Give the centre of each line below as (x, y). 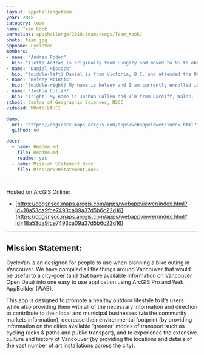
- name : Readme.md (35, 147)
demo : (13, 119)
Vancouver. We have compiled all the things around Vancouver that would (99, 269)
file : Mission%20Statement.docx (58, 170)
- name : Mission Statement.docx (53, 164)
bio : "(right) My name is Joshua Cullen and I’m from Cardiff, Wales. (103, 97)
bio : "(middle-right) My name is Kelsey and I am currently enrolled (101, 86)
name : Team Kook (27, 29)
